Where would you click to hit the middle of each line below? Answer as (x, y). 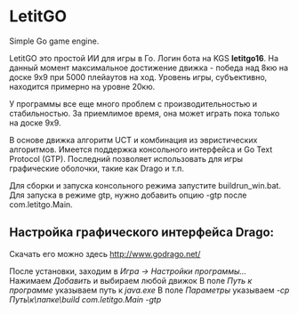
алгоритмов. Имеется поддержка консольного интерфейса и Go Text (141, 149)
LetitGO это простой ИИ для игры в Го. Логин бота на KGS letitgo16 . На (144, 58)
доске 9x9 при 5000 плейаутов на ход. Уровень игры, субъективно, (138, 76)
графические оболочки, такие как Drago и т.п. (97, 168)
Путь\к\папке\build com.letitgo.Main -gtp (85, 299)
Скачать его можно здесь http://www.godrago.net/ (105, 254)
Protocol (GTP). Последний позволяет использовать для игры (126, 158)
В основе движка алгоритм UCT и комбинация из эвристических (133, 140)
